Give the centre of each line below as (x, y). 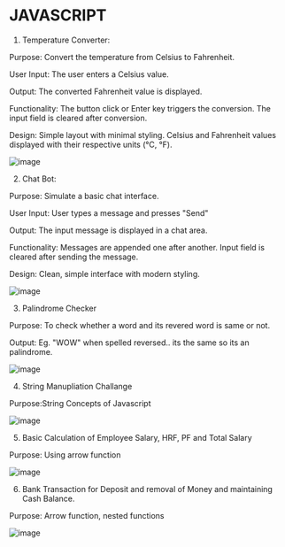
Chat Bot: (39, 179)
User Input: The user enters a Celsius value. (89, 74)
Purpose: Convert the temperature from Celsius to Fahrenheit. (122, 57)
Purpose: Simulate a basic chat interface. (84, 196)
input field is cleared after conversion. (78, 118)
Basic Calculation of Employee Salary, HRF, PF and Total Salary (137, 437)
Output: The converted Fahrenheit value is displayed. (106, 91)
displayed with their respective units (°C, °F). (91, 144)
